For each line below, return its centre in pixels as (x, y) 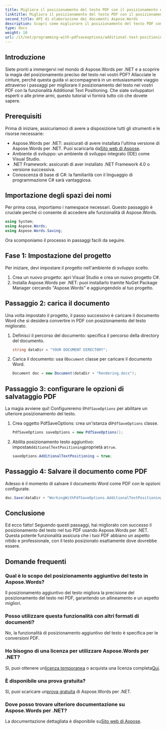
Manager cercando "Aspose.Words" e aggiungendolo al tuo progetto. (83, 288)
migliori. (13, 603)
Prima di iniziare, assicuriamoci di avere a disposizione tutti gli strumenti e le (83, 128)
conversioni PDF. (22, 638)
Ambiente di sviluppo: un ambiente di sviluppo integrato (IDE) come (81, 153)
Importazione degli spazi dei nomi (58, 195)
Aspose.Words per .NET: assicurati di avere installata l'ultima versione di (86, 143)
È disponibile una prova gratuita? (45, 681)
